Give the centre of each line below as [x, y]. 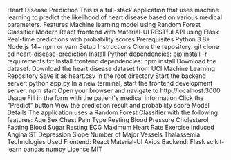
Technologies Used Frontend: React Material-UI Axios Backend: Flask [106, 142]
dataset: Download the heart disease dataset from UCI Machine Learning [111, 69]
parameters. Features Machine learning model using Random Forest [104, 24]
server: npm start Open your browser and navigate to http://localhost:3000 [114, 90]
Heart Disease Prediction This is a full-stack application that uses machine [113, 10]
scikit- [215, 142]
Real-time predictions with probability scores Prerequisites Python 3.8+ [109, 39]
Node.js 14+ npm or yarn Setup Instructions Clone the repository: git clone [113, 47]
